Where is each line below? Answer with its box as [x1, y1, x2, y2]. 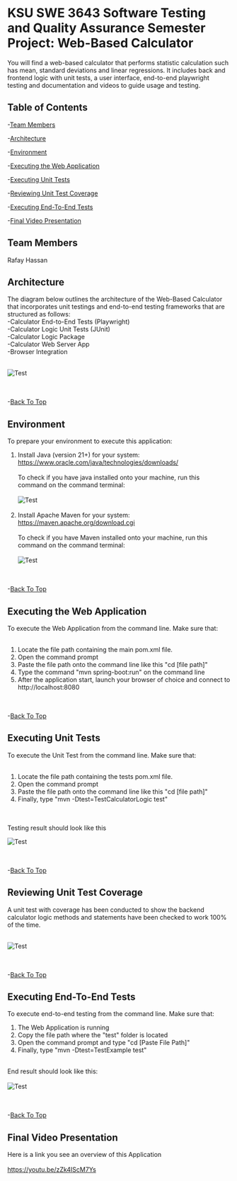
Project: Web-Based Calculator [7, 35, 194, 51]
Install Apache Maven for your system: [17, 511, 130, 520]
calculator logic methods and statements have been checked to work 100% [7, 913, 227, 921]
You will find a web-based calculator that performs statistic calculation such [7, 58, 229, 67]
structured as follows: [7, 310, 71, 319]
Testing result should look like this [7, 823, 107, 832]
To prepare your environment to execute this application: [7, 437, 173, 445]
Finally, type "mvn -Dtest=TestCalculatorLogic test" [17, 794, 168, 803]
